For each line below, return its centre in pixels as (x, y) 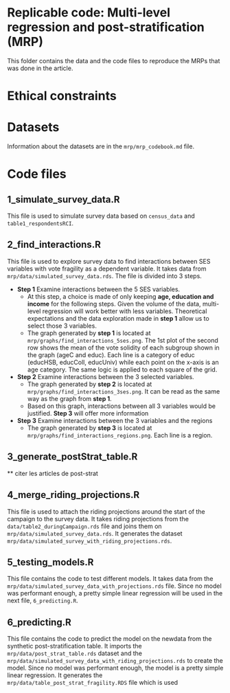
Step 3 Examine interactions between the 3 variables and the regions (115, 420)
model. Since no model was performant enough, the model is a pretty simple (115, 668)
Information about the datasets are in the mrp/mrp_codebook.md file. (101, 146)
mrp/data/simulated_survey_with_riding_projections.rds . (90, 541)
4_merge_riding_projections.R (73, 495)
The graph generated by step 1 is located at (89, 333)
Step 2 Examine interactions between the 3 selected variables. (105, 376)
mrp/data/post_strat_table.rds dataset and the (75, 653)
